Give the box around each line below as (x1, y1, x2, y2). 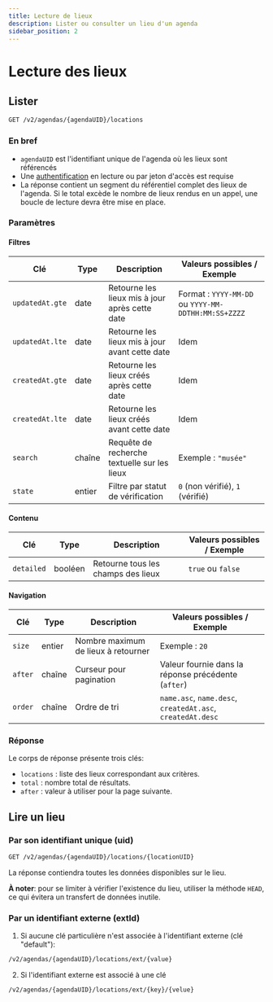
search (12, 453, 38, 462)
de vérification (108, 490, 164, 501)
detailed (12, 563, 46, 573)
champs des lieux (93, 567, 160, 579)
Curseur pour (75, 664, 126, 676)
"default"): (19, 939, 55, 949)
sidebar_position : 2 (8, 27, 79, 35)
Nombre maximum (75, 636, 146, 647)
